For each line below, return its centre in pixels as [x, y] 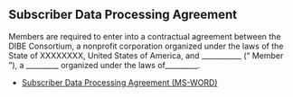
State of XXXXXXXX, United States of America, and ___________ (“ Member [146, 55]
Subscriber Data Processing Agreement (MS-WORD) [119, 82]
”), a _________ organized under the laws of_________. [104, 65]
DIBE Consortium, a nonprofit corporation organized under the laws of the [146, 46]
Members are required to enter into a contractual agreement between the [145, 36]
